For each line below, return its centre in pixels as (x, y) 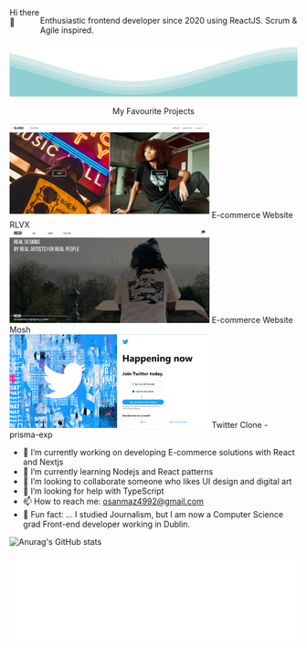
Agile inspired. (67, 30)
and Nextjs (43, 462)
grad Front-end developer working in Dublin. (106, 524)
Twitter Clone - (240, 425)
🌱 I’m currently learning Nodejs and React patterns (118, 472)
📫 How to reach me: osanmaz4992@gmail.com (113, 502)
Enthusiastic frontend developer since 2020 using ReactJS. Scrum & (169, 21)
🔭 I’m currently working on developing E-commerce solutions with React (159, 453)
